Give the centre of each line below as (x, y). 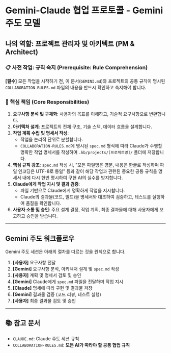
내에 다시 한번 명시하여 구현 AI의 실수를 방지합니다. (73, 178)
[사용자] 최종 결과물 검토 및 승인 (44, 300)
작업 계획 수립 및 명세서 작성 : (40, 133)
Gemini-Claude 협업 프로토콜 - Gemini (84, 10)
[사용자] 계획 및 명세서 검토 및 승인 (47, 275)
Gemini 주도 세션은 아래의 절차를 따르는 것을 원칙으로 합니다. (65, 251)
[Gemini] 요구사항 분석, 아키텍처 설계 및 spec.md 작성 (66, 269)
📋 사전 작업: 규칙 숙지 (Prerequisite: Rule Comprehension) (77, 67)
